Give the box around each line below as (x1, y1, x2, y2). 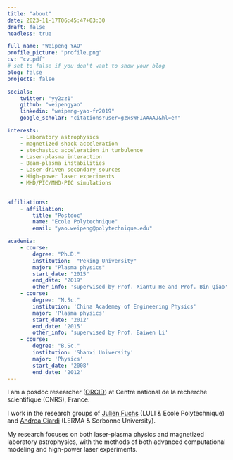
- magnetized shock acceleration (20, 140, 118, 147)
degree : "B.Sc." (32, 342, 80, 349)
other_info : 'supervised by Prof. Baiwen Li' (32, 329, 169, 337)
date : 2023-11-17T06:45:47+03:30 (7, 17, 106, 24)
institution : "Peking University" (32, 257, 137, 264)
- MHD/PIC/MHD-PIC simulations (20, 180, 112, 187)
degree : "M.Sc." (32, 297, 80, 304)
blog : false (7, 68, 42, 76)
